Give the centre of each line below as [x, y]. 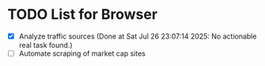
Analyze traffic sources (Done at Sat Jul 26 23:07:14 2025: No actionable [138, 36]
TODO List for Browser [83, 15]
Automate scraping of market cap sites [82, 53]
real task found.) [45, 45]
